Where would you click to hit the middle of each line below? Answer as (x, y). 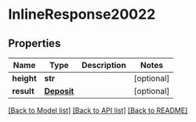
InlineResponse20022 (82, 14)
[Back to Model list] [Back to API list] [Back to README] (98, 110)
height (24, 78)
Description (104, 65)
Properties (34, 43)
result (24, 91)
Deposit (59, 91)
